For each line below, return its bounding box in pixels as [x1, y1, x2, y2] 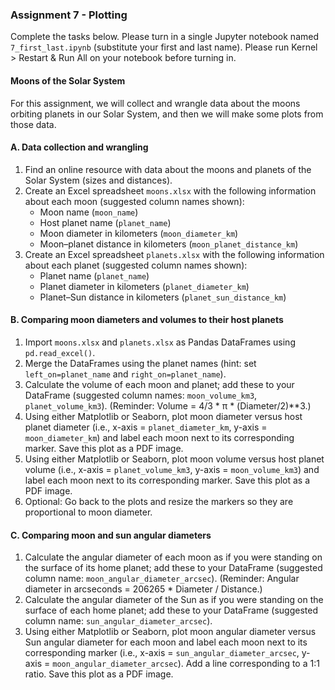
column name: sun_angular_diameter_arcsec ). [24, 615, 213, 627]
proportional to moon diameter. [24, 506, 153, 518]
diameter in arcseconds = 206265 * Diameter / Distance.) [24, 583, 263, 595]
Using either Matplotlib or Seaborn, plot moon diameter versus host [24, 410, 303, 422]
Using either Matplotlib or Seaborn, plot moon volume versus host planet [24, 453, 325, 465]
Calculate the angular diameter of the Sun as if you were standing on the [24, 594, 324, 606]
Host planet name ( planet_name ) [39, 216, 172, 228]
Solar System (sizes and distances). [24, 174, 173, 186]
